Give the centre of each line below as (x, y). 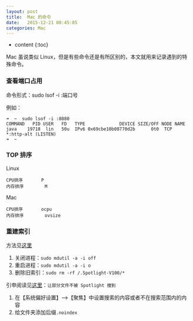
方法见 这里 (19, 246)
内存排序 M (27, 186)
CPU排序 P (25, 180)
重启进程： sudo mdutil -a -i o (53, 265)
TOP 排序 (19, 155)
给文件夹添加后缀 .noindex (46, 312)
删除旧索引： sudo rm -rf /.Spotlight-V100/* (70, 273)
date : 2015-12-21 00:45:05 (42, 22)
